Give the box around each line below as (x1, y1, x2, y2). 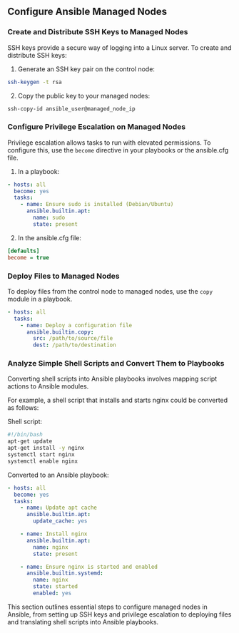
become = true (7, 254, 50, 261)
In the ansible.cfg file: (17, 233, 82, 242)
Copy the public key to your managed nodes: (17, 91, 151, 100)
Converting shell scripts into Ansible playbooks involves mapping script (7, 374, 218, 384)
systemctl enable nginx (7, 458, 78, 465)
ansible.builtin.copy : (26, 328, 94, 336)
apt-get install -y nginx (7, 445, 84, 452)
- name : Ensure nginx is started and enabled (20, 563, 158, 570)
